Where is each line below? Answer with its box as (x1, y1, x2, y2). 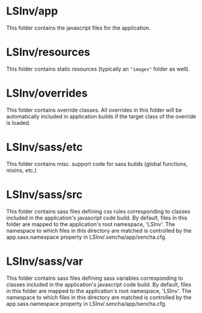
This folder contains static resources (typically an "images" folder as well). (6, 65, 191, 72)
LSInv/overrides (6, 86, 88, 100)
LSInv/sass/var (6, 255, 83, 268)
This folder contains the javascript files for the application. (6, 24, 151, 31)
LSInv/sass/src (6, 188, 83, 201)
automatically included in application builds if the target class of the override (6, 113, 197, 120)
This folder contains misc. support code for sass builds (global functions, (6, 160, 188, 167)
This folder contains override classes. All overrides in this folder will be (6, 106, 182, 113)
